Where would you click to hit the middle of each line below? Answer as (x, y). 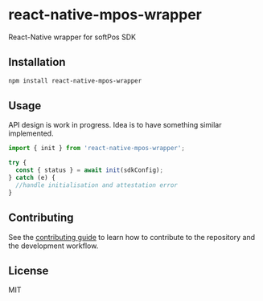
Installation (37, 62)
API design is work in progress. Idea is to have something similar (115, 125)
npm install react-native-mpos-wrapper (75, 81)
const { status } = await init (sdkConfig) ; (89, 170)
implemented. (31, 133)
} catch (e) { (32, 178)
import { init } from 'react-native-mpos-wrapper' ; (97, 148)
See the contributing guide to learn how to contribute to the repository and (132, 237)
